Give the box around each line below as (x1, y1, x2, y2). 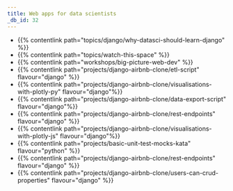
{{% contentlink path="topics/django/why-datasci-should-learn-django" (17, 35, 225, 44)
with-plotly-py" (17, 88, 61, 96)
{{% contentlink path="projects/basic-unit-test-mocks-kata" (17, 139, 191, 147)
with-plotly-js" (17, 131, 59, 140)
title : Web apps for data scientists (7, 10, 117, 17)
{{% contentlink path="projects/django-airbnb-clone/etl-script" (17, 65, 200, 74)
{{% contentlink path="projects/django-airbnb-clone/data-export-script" (17, 94, 227, 103)
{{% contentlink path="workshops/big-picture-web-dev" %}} (17, 58, 193, 66)
